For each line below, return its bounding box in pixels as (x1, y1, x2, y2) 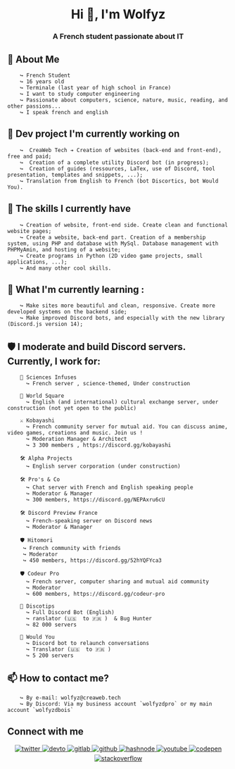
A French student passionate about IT (52, 32, 184, 42)
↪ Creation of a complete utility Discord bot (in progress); (20, 158, 210, 166)
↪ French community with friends (23, 545, 121, 552)
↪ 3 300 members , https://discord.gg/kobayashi (25, 442, 172, 449)
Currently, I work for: (7, 355, 101, 367)
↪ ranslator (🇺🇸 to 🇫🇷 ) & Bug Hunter (25, 615, 153, 623)
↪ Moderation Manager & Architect (25, 436, 128, 443)
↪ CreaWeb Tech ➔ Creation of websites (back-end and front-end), (20, 146, 222, 154)
